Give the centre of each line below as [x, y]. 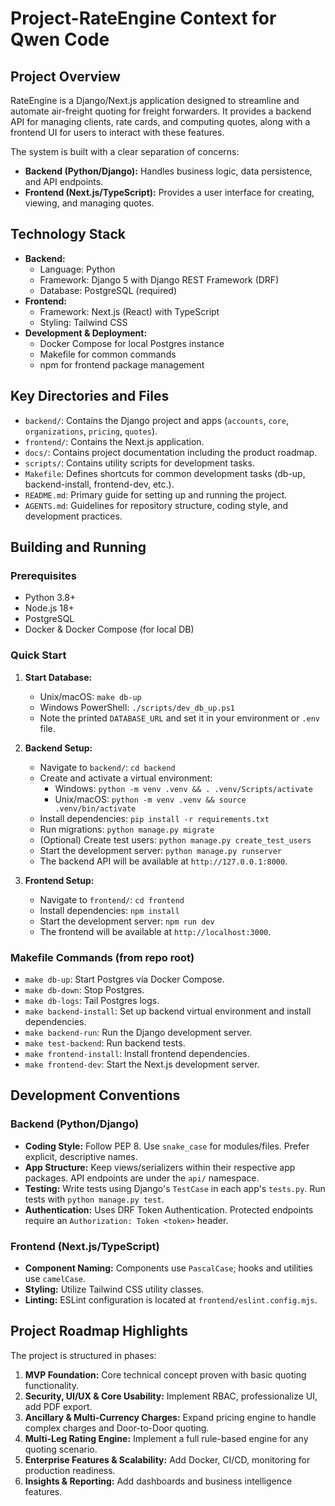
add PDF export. [58, 1406]
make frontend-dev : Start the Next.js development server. [142, 1064]
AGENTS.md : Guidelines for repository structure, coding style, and [156, 505]
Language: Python [77, 269]
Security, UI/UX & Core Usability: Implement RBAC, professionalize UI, [171, 1396]
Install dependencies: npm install [109, 910]
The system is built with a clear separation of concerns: [125, 151]
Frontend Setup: [59, 880]
